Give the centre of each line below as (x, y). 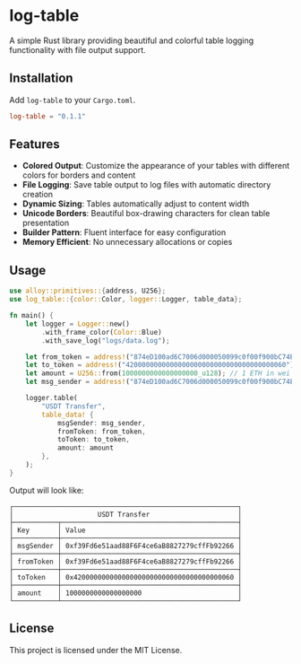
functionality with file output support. (77, 49)
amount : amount (86, 448)
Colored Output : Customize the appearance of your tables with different (156, 166)
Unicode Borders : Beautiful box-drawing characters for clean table (146, 214)
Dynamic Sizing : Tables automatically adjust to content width (135, 204)
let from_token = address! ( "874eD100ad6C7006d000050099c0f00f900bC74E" (162, 357)
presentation (46, 223)
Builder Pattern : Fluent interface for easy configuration (124, 232)
